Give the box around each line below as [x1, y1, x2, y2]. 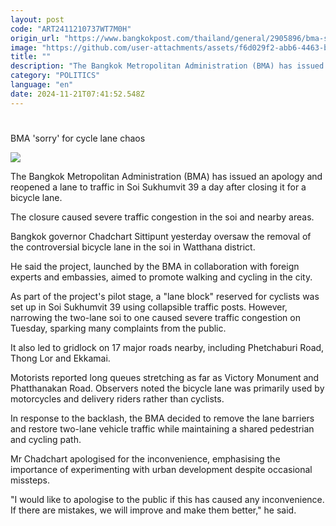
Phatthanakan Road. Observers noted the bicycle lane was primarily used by [10, 382, 325, 394]
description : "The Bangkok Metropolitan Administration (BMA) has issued [10, 61, 325, 71]
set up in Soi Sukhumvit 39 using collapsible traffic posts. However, [10, 301, 288, 313]
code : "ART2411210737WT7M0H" [10, 24, 132, 34]
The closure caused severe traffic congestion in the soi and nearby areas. [10, 211, 315, 223]
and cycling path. [10, 433, 82, 445]
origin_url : [10, 33, 60, 43]
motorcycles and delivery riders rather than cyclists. [10, 392, 225, 405]
